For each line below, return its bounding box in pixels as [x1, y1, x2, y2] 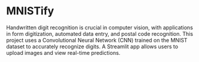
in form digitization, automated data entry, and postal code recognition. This [6, 30, 193, 37]
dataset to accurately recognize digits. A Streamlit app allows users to [6, 43, 178, 50]
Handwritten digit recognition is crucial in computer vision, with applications [6, 24, 193, 31]
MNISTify [6, 4, 54, 18]
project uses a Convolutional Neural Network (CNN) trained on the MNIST [6, 36, 188, 44]
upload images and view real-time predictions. [6, 49, 121, 56]
